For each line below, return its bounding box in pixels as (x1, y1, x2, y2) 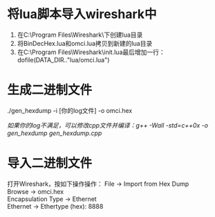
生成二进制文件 (7, 83, 93, 98)
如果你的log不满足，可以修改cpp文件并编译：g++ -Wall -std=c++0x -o (7, 121, 209, 129)
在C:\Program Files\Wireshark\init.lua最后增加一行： (17, 48, 166, 56)
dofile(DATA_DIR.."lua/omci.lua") (17, 55, 110, 64)
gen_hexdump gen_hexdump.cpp (7, 129, 102, 137)
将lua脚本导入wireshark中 (7, 6, 157, 22)
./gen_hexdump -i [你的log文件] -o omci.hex (7, 106, 133, 114)
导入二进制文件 (7, 155, 93, 171)
